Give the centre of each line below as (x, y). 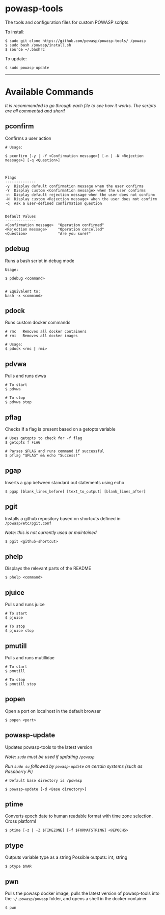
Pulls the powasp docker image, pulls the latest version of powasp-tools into (82, 893)
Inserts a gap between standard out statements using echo (65, 482)
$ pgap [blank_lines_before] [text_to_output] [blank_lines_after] (76, 492)
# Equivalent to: (23, 291)
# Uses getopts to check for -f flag (44, 438)
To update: (16, 58)
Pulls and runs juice (25, 605)
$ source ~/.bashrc (25, 49)
